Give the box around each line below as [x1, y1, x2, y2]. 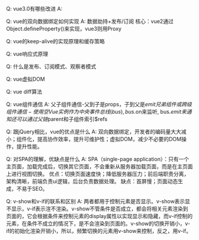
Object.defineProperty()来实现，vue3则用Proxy [6, 25, 122, 32]
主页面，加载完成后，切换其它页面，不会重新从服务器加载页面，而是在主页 [6, 163, 188, 170]
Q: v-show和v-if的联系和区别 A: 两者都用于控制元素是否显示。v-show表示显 [6, 198, 191, 204]
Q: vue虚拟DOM [6, 76, 46, 82]
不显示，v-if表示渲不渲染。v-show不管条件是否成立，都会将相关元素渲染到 [6, 205, 188, 212]
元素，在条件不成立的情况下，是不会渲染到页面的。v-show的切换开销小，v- [6, 220, 191, 227]
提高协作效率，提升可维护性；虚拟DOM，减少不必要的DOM [37, 136, 182, 142]
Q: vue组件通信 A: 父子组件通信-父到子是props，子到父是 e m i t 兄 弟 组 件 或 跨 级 [6, 101, 192, 108]
